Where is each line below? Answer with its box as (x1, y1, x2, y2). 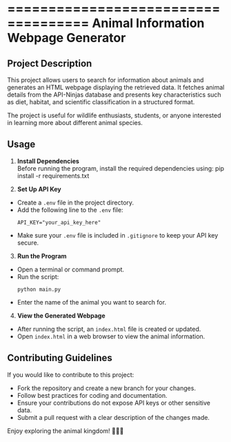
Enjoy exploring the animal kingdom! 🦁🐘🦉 (7, 426, 124, 435)
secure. (17, 238, 39, 247)
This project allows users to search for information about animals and (7, 76, 204, 84)
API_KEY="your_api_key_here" (17, 219, 101, 226)
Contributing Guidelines (7, 352, 112, 364)
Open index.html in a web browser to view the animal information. (17, 332, 205, 340)
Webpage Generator (7, 30, 126, 46)
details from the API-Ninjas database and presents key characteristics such (7, 90, 222, 99)
